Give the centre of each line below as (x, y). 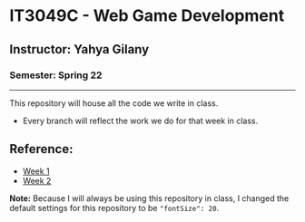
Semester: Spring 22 (56, 75)
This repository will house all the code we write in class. (114, 103)
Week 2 (37, 180)
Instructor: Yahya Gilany (79, 49)
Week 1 (36, 171)
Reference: (41, 149)
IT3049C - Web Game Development (147, 16)
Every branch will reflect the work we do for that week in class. (140, 121)
